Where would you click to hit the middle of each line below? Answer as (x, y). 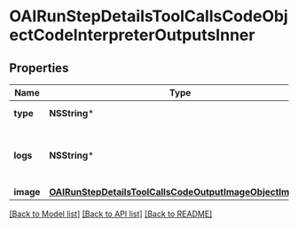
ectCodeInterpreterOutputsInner (132, 35)
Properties (39, 68)
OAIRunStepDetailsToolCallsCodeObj (149, 16)
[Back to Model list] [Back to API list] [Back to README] (111, 214)
